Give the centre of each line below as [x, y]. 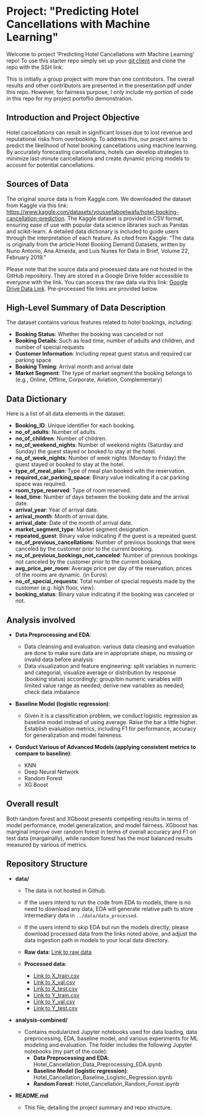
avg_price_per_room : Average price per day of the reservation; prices [104, 568]
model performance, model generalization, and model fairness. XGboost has [102, 825]
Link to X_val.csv [54, 982]
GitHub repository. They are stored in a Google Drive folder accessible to [97, 276]
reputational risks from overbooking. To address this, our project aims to [97, 139]
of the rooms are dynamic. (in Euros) [61, 575]
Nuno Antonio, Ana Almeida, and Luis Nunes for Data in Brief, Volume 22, [98, 251]
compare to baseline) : [43, 753]
